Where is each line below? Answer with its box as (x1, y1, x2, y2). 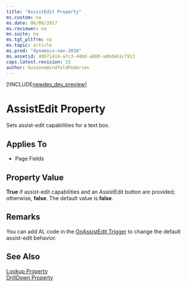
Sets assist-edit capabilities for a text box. (6, 122, 110, 129)
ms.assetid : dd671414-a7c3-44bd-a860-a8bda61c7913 (6, 53, 135, 59)
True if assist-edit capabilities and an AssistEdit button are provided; (6, 188, 176, 195)
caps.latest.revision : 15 (6, 59, 71, 65)
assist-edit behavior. (6, 234, 57, 241)
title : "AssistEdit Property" (6, 8, 82, 15)
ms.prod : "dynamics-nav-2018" (6, 48, 82, 54)
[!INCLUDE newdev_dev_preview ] (6, 81, 87, 88)
